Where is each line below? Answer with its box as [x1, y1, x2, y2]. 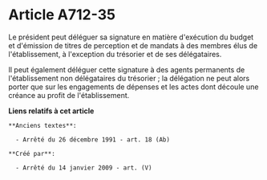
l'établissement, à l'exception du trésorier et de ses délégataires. [8, 49, 222, 59]
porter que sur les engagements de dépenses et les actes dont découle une [8, 82, 259, 92]
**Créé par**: [8, 149, 56, 157]
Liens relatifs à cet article [8, 106, 95, 116]
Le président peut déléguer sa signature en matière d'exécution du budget [8, 32, 254, 42]
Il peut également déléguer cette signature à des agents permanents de [8, 64, 245, 74]
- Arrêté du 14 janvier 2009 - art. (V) [15, 163, 152, 172]
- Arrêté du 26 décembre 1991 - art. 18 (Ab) [15, 135, 171, 144]
